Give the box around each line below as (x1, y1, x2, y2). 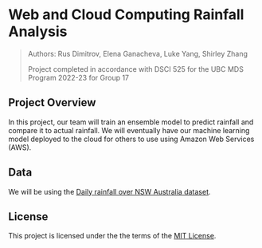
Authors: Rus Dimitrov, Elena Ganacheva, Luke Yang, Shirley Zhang (27, 49, 248, 58)
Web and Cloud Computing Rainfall (8, 6, 244, 24)
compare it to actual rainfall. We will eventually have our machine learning (8, 125, 250, 135)
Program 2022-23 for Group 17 (27, 73, 130, 82)
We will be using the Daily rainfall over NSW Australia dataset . (8, 187, 211, 196)
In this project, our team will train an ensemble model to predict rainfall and (8, 117, 254, 127)
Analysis (8, 22, 68, 41)
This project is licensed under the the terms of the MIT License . (8, 231, 217, 241)
